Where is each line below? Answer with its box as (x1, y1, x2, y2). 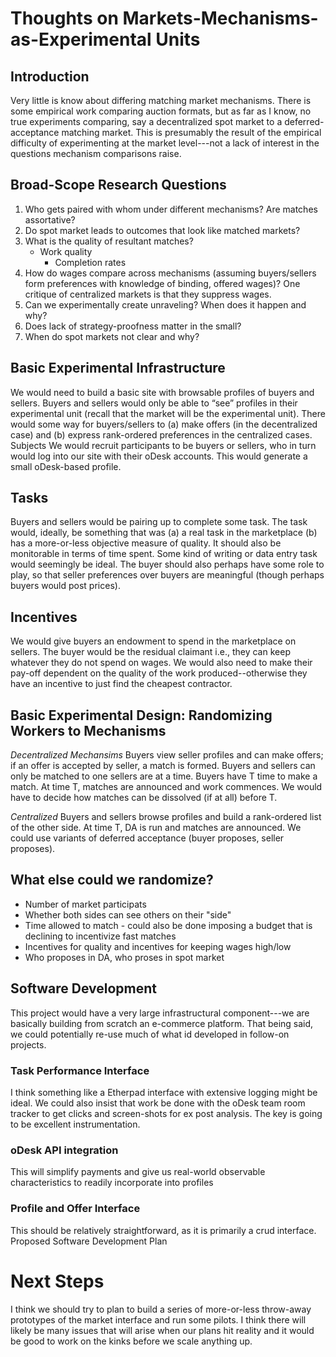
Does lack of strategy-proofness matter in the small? (24, 320, 242, 332)
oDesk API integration (10, 1143, 119, 1157)
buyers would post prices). (10, 580, 121, 592)
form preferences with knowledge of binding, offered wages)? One (24, 277, 301, 289)
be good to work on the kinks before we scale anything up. (10, 1335, 253, 1347)
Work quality (39, 245, 93, 257)
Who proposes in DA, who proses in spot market (24, 951, 225, 963)
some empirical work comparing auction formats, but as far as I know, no (10, 105, 312, 117)
